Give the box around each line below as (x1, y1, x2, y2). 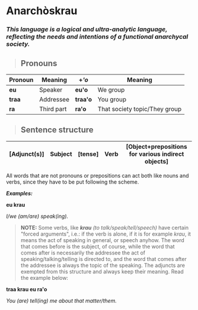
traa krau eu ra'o (6, 285, 47, 293)
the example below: (20, 274, 69, 281)
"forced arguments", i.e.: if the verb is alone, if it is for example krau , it (20, 230, 192, 237)
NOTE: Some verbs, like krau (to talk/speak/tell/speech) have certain (20, 224, 189, 231)
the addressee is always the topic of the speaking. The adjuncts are (20, 262, 186, 269)
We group (97, 86, 125, 94)
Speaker (39, 86, 63, 94)
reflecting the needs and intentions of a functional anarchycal (6, 32, 189, 41)
